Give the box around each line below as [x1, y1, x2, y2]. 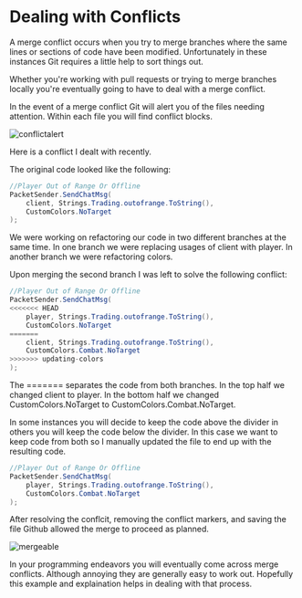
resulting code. [9, 446, 67, 457]
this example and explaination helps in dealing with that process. [9, 578, 253, 590]
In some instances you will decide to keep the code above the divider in [9, 417, 279, 428]
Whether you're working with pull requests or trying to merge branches [9, 73, 277, 84]
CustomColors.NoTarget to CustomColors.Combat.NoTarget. [9, 399, 236, 410]
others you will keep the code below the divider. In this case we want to [9, 426, 278, 437]
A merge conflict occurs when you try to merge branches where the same [9, 37, 287, 47]
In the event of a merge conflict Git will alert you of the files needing [9, 100, 265, 111]
